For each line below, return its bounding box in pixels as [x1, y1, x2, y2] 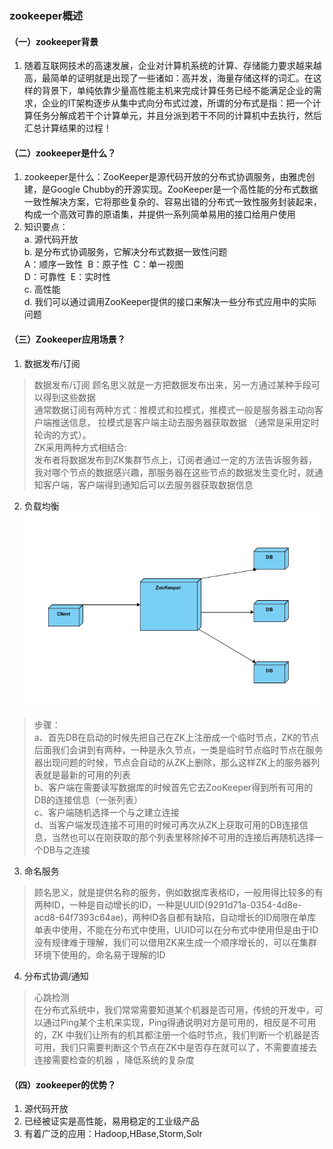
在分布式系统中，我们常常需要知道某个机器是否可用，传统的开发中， [33, 1004, 315, 1016]
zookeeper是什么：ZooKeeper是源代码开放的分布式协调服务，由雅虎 [23, 171, 307, 183]
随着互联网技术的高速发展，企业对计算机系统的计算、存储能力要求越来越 [23, 60, 322, 72]
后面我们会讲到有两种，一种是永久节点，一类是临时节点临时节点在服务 [33, 744, 324, 756]
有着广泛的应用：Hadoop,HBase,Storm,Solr [23, 1128, 203, 1140]
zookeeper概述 [9, 8, 84, 22]
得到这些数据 [42, 391, 96, 403]
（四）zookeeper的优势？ [9, 1078, 117, 1091]
